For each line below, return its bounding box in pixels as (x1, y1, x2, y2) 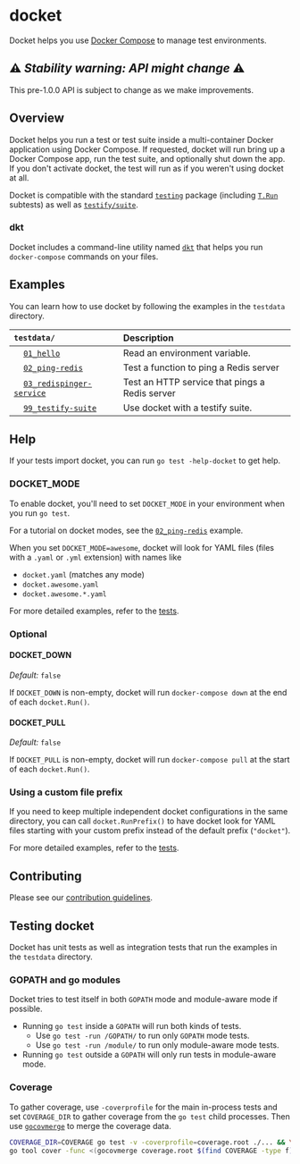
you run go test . (9, 507, 71, 519)
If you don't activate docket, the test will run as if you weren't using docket (9, 163, 284, 173)
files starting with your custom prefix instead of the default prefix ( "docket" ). (9, 825, 291, 836)
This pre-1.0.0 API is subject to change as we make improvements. (9, 84, 254, 95)
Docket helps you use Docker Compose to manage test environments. (9, 35, 267, 46)
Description (122, 332, 174, 344)
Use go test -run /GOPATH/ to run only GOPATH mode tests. (35, 1030, 250, 1042)
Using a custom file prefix (9, 786, 123, 798)
